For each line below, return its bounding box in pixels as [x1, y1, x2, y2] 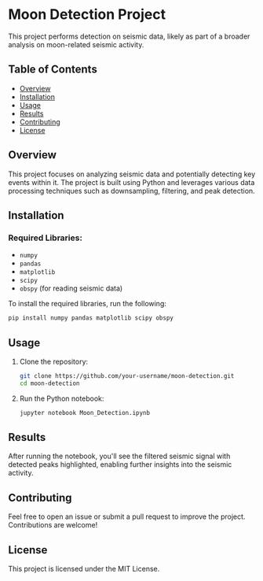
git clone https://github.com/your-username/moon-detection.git [19, 372, 235, 379]
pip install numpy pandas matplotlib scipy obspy [8, 314, 174, 322]
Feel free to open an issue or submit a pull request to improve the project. [8, 512, 246, 521]
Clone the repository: [19, 357, 89, 366]
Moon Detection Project [8, 6, 166, 24]
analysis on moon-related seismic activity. [8, 39, 144, 49]
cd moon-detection [19, 379, 80, 387]
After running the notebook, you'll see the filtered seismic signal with [8, 451, 231, 461]
